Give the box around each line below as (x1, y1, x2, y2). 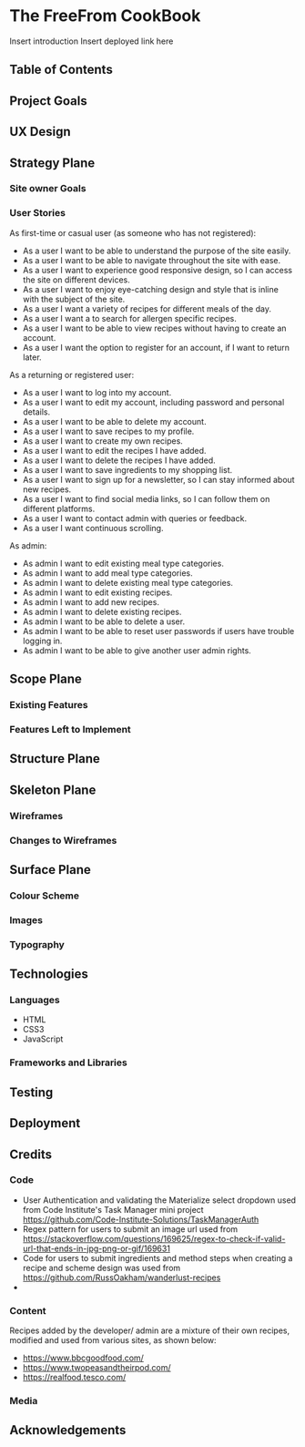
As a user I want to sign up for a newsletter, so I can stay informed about (22, 474, 295, 485)
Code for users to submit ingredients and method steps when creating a (22, 1252, 293, 1263)
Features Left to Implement (9, 723, 132, 735)
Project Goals (9, 93, 88, 108)
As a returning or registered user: (9, 369, 135, 380)
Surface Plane (9, 862, 91, 877)
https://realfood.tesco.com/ (22, 1372, 127, 1383)
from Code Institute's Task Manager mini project (22, 1204, 204, 1215)
